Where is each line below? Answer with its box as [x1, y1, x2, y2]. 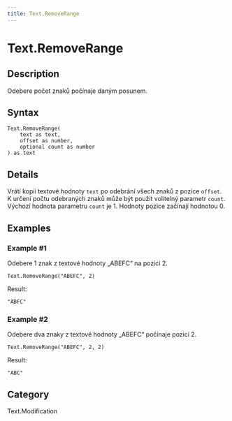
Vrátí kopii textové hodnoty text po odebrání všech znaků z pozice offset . [7, 187, 222, 195]
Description [7, 68, 59, 80]
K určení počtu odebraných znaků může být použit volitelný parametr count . [7, 195, 226, 203]
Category [7, 388, 50, 400]
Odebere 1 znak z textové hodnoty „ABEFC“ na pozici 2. [7, 259, 168, 267]
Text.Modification [7, 407, 58, 415]
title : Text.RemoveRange [7, 10, 80, 17]
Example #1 [7, 243, 47, 253]
